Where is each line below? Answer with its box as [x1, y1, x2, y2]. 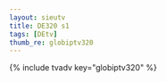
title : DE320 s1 [9, 21, 70, 30]
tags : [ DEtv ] [9, 29, 58, 38]
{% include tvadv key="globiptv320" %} [9, 62, 158, 73]
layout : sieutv [9, 12, 66, 22]
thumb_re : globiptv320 [9, 37, 94, 47]
